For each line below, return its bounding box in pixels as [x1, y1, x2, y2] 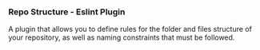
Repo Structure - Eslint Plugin [8, 6, 126, 17]
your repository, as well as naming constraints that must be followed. [8, 33, 235, 42]
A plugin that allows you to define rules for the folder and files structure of [8, 25, 252, 34]
